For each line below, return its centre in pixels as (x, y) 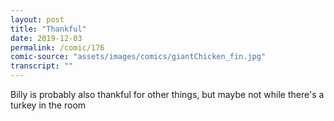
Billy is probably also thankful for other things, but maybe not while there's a (167, 94)
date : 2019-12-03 (46, 38)
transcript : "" (42, 66)
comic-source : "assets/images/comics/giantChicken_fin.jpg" (138, 57)
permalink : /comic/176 (57, 47)
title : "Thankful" (48, 29)
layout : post (37, 19)
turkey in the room (48, 105)
